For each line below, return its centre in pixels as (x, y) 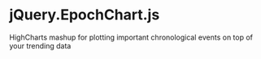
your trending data (40, 45)
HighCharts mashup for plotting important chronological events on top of (131, 37)
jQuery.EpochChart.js (85, 15)
